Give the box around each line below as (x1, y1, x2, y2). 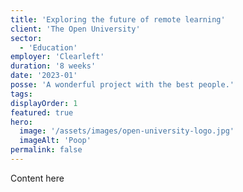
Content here (10, 172, 65, 184)
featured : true (10, 107, 74, 118)
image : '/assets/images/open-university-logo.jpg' (19, 126, 235, 136)
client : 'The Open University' (10, 24, 141, 34)
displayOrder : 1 (10, 98, 78, 108)
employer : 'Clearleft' (10, 52, 105, 62)
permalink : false (10, 145, 83, 155)
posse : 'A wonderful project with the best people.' (10, 80, 235, 90)
